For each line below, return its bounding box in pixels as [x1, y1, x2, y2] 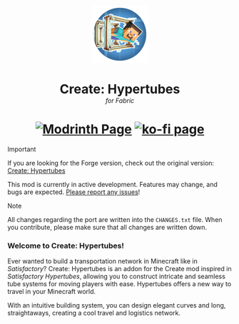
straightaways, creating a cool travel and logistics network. [7, 309, 180, 318]
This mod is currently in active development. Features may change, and [7, 181, 218, 189]
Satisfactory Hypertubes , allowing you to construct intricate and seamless [7, 272, 226, 280]
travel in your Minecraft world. [7, 288, 96, 296]
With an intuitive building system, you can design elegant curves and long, [7, 301, 226, 310]
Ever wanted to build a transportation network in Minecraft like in [7, 257, 198, 265]
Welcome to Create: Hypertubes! [7, 241, 125, 251]
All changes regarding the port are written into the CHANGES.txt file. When [7, 216, 223, 224]
